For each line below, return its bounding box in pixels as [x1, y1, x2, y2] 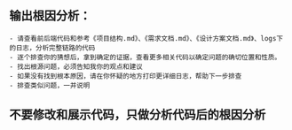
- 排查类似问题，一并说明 [9, 80, 91, 90]
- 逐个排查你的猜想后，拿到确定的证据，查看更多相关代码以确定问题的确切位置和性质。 [9, 52, 281, 62]
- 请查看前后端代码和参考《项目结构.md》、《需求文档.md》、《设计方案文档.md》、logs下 [9, 34, 284, 42]
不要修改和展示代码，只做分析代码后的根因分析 [9, 107, 266, 122]
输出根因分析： [9, 8, 91, 24]
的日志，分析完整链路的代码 [9, 43, 96, 52]
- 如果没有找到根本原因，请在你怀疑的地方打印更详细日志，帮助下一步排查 [9, 72, 242, 80]
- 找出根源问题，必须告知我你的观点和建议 [9, 62, 144, 71]
